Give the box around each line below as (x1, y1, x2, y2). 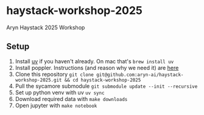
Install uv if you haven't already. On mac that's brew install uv (15, 57, 174, 64)
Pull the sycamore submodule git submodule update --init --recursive (15, 82, 198, 89)
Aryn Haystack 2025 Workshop (6, 24, 85, 31)
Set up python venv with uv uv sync (15, 89, 105, 96)
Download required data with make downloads (15, 95, 128, 102)
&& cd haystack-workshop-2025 (64, 77, 141, 83)
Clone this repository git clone (15, 71, 94, 78)
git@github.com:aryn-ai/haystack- (96, 71, 184, 78)
